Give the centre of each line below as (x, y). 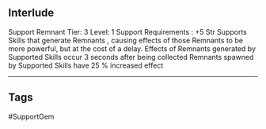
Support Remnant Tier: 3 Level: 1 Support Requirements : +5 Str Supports (127, 31)
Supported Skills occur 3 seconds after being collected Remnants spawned (131, 57)
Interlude (31, 13)
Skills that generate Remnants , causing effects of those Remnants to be (126, 40)
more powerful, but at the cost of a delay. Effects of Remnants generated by (132, 48)
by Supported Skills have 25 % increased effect (86, 65)
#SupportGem (31, 116)
